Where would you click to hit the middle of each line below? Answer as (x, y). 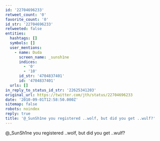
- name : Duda (28, 52)
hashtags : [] (24, 39)
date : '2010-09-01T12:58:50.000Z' (42, 99)
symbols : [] (23, 43)
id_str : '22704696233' (29, 24)
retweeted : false (24, 29)
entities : (16, 33)
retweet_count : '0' (26, 15)
